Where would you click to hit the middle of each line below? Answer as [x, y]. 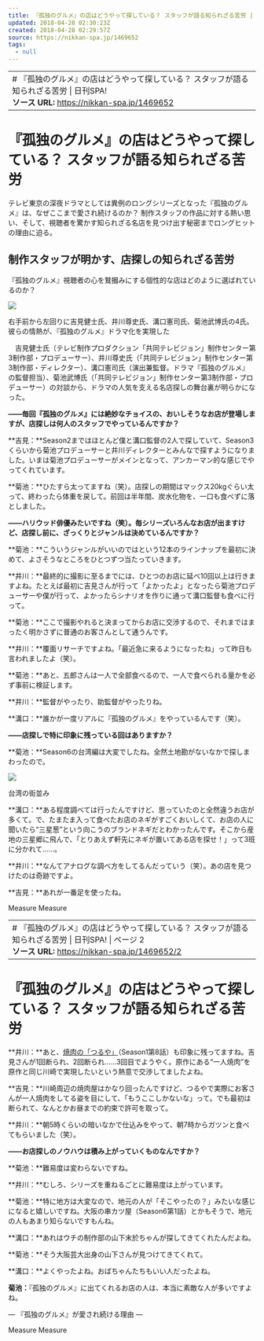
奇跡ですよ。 [56, 875]
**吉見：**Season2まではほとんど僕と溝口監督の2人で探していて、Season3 [131, 440]
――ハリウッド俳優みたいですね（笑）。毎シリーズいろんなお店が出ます [123, 523]
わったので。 [29, 761]
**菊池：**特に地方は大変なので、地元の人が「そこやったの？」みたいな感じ [132, 1201]
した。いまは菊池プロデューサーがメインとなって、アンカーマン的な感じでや [132, 460]
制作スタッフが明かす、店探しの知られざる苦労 [121, 260]
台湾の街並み [29, 793]
